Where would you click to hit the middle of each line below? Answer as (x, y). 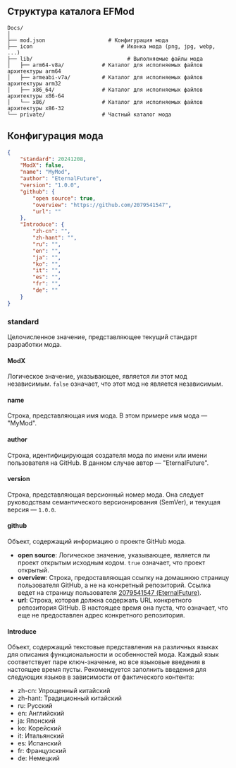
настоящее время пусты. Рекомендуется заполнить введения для (107, 670)
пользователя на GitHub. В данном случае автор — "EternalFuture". (108, 463)
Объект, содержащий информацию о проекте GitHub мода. (97, 541)
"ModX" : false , (42, 165)
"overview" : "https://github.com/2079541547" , (102, 205)
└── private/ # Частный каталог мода (89, 114)
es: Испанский (39, 743)
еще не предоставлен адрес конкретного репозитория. (101, 615)
